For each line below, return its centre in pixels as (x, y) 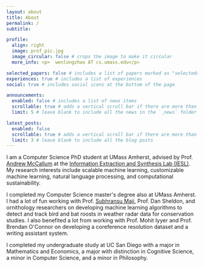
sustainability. (23, 183)
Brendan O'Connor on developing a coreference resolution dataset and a (97, 227)
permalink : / (23, 23)
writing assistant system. (37, 233)
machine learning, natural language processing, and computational (90, 177)
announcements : (25, 95)
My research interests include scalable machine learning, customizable (95, 170)
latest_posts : (24, 123)
